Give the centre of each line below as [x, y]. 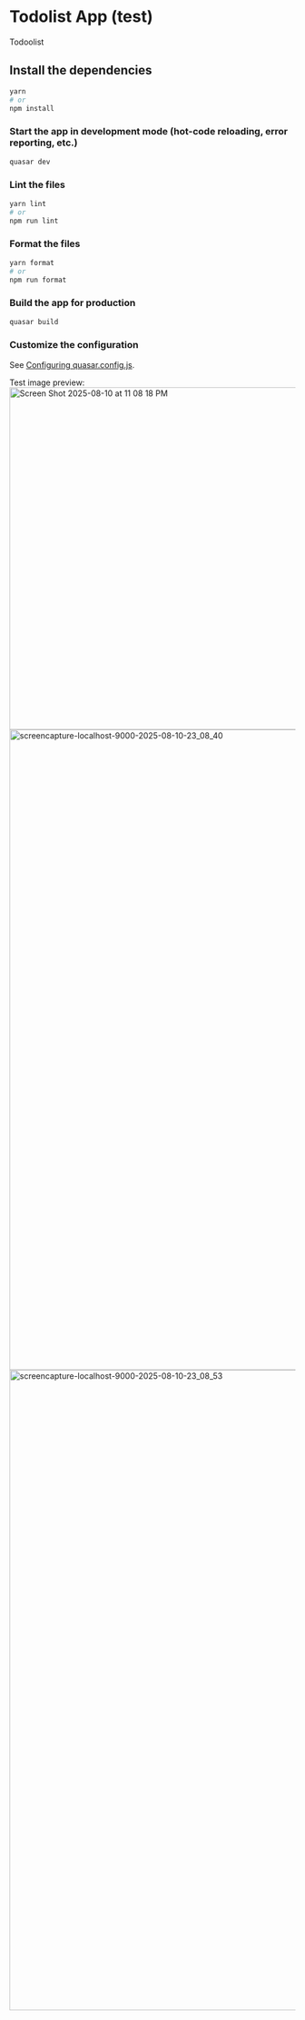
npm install [32, 108]
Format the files [45, 244]
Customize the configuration [74, 345]
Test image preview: [47, 382]
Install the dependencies [81, 70]
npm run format [38, 280]
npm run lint [34, 221]
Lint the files [37, 185]
